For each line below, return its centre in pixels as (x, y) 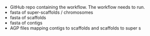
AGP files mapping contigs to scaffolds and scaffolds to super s (75, 28)
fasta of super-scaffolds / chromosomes (51, 12)
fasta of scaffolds (28, 18)
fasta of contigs (26, 23)
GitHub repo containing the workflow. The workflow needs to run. (77, 7)
